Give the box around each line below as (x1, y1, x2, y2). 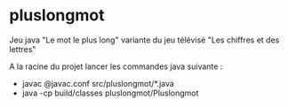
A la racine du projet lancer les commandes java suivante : (9, 61, 223, 72)
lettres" (9, 43, 36, 54)
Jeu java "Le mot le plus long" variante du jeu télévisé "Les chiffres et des (9, 34, 280, 45)
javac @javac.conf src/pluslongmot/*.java (21, 78, 175, 88)
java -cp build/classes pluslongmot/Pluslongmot (21, 88, 199, 98)
